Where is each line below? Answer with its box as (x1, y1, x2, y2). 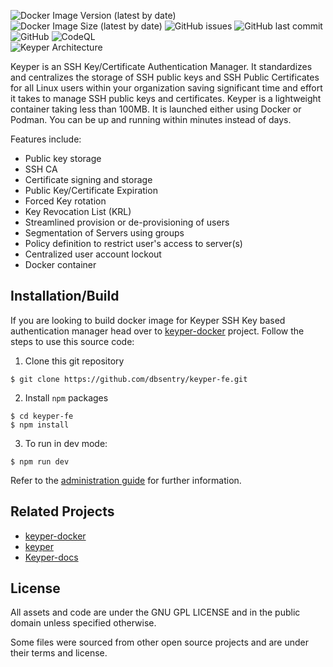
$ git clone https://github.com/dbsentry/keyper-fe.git (10, 374, 248, 384)
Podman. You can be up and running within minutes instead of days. (10, 114, 292, 125)
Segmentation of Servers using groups (24, 227, 185, 239)
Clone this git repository (24, 355, 125, 367)
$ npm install (10, 420, 70, 430)
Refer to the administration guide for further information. (10, 474, 242, 486)
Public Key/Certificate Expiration (24, 185, 158, 196)
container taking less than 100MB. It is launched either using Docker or (10, 103, 302, 115)
